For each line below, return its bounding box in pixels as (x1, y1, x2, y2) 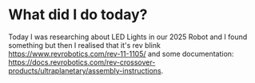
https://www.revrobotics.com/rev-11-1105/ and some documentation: (8, 49, 234, 58)
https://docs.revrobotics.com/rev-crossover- (8, 57, 156, 67)
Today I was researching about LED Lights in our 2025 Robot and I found (8, 32, 248, 41)
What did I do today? (8, 6, 148, 24)
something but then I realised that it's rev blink (8, 40, 161, 49)
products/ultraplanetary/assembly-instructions (8, 65, 161, 75)
